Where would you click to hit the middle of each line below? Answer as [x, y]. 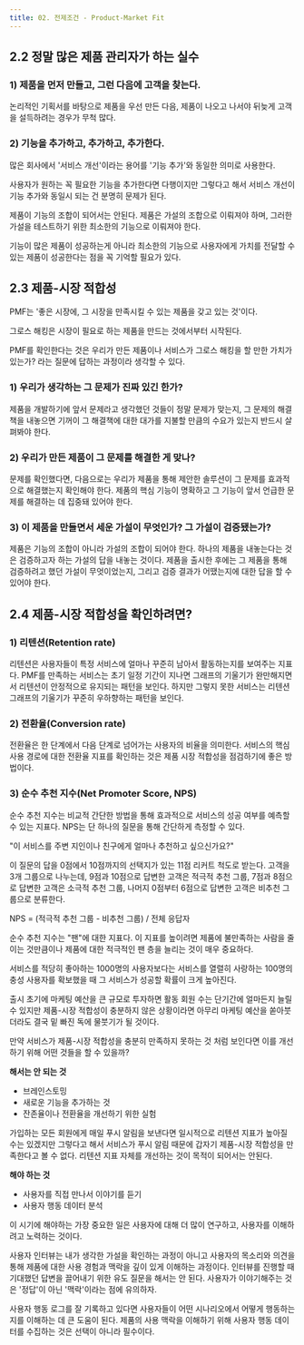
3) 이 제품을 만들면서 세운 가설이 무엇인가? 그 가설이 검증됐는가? [141, 527]
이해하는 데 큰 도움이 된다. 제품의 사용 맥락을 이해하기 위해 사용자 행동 [149, 1320]
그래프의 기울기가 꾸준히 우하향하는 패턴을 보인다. [97, 698]
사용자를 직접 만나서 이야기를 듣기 [82, 1193]
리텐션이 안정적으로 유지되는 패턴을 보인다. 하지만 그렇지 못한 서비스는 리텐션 [154, 687]
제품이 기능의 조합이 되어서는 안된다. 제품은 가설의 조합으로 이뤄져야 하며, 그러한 [151, 215]
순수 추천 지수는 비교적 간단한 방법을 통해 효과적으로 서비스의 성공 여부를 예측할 [150, 815]
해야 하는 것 [30, 1174]
